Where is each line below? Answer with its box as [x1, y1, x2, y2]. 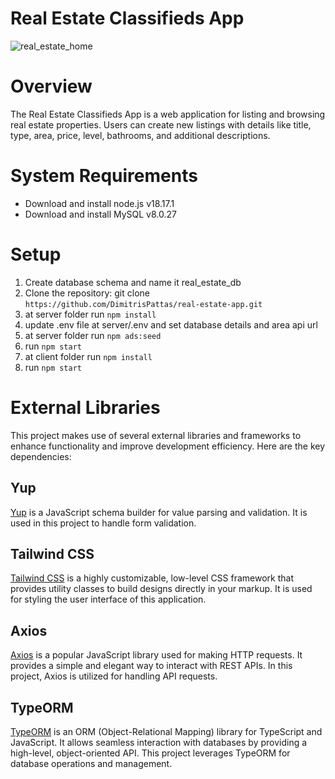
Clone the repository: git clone [24, 287, 150, 299]
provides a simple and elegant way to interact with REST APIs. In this [10, 660, 293, 672]
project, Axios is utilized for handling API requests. [10, 670, 218, 682]
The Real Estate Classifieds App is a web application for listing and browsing [10, 108, 326, 120]
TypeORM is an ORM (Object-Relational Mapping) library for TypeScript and [10, 725, 323, 737]
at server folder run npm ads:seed [24, 329, 162, 341]
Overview [10, 75, 93, 98]
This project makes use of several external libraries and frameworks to [10, 429, 302, 441]
